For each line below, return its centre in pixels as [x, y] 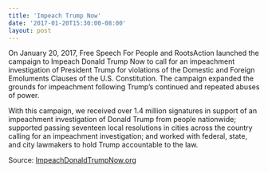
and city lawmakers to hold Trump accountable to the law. [103, 145]
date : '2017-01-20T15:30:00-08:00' [67, 23]
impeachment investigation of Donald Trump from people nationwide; [122, 120]
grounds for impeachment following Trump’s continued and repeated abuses [134, 87]
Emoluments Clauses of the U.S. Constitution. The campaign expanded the [131, 79]
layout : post [30, 30]
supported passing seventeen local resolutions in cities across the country [130, 128]
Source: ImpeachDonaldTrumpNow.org [73, 160]
